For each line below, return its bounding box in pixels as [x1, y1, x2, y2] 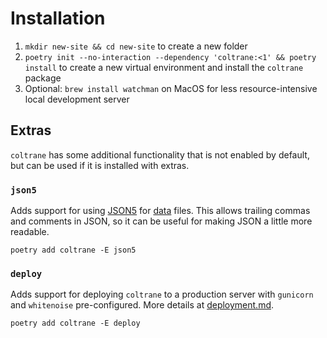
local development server [24, 93, 130, 105]
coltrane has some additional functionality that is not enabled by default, [10, 148, 310, 161]
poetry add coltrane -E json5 [10, 245, 137, 256]
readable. [10, 226, 50, 238]
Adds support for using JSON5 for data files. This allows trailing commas [10, 205, 311, 217]
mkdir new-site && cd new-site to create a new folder [24, 40, 248, 52]
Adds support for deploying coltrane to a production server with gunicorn [10, 288, 314, 301]
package [24, 72, 62, 84]
